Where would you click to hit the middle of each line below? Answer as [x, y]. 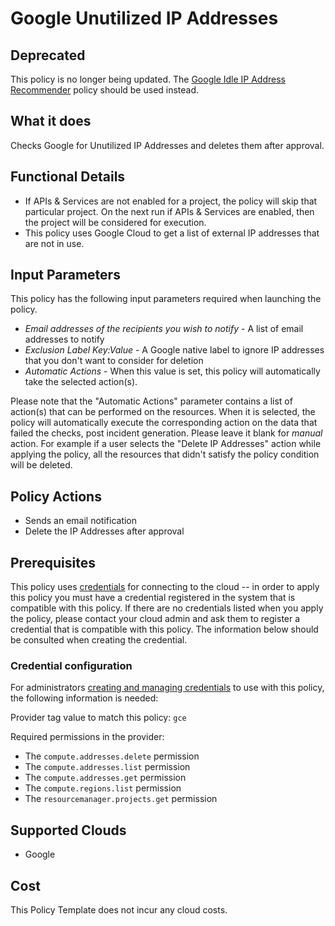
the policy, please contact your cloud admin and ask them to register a [155, 619]
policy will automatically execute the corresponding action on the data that [164, 423]
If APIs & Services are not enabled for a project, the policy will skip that [171, 201]
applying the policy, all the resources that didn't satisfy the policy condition [165, 454]
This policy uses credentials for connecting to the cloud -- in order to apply [165, 587]
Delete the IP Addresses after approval [104, 531]
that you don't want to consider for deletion [114, 361]
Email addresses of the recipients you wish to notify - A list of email [164, 329]
